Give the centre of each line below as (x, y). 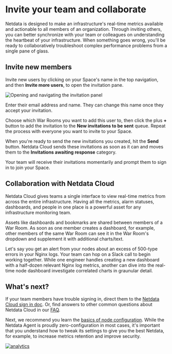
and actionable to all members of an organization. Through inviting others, (84, 29)
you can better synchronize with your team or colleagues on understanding (85, 34)
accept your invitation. (29, 110)
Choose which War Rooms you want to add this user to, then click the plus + (86, 120)
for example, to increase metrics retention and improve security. (73, 336)
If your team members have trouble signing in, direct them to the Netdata (82, 299)
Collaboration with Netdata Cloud (60, 184)
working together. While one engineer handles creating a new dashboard (82, 259)
